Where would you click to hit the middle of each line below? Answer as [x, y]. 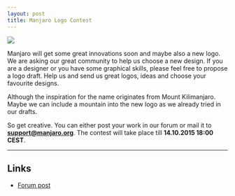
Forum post [34, 185]
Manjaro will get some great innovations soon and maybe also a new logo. [114, 53]
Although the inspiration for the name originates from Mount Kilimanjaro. [112, 97]
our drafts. [22, 111]
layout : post [26, 14]
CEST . [16, 140]
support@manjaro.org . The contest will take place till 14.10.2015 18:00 [111, 132]
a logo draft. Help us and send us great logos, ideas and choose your [107, 76]
